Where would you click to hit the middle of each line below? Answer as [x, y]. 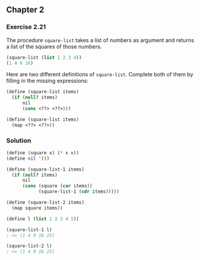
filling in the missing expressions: [47, 81]
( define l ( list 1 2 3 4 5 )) [43, 219]
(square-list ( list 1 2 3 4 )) [44, 57]
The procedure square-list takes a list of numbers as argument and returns [100, 40]
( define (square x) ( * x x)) [43, 153]
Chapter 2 [25, 10]
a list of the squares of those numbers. [54, 46]
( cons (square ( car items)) [57, 186]
